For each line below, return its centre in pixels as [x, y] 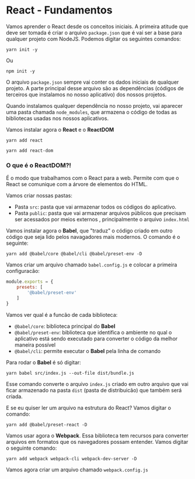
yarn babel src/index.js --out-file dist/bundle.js [70, 373]
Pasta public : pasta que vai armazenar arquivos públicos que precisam [100, 213]
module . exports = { [30, 282]
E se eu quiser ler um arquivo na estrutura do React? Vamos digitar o [88, 408]
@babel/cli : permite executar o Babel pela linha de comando [88, 351]
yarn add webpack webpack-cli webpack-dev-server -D [72, 459]
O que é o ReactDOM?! [39, 165]
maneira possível [35, 345]
